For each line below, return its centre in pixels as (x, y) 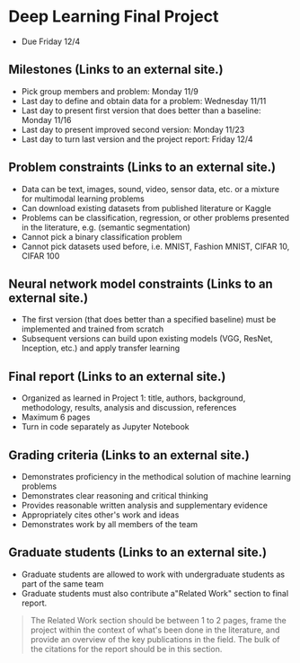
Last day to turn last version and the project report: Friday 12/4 (137, 139)
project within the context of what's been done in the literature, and (155, 630)
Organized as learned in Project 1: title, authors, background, (133, 398)
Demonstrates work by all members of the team (110, 524)
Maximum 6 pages (56, 417)
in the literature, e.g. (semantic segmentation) (106, 227)
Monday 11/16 (46, 119)
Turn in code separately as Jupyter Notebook (105, 427)
